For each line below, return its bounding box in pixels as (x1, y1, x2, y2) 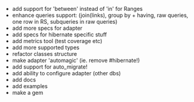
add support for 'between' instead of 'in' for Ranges (12, 5, 143, 12)
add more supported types (12, 44, 80, 51)
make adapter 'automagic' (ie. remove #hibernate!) (12, 57, 140, 64)
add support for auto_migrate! (12, 63, 88, 70)
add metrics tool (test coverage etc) (12, 38, 102, 44)
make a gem (12, 89, 44, 96)
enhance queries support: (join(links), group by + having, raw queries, (12, 12, 189, 19)
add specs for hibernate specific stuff (12, 31, 107, 38)
